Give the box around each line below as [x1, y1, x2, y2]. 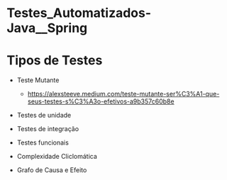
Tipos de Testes [6, 52, 103, 69]
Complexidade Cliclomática [16, 152, 97, 161]
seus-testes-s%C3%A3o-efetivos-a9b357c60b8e [27, 97, 175, 106]
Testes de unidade [16, 111, 72, 120]
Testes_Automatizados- [6, 5, 152, 21]
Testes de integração [16, 125, 79, 133]
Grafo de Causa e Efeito [16, 166, 87, 174]
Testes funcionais [16, 138, 69, 147]
